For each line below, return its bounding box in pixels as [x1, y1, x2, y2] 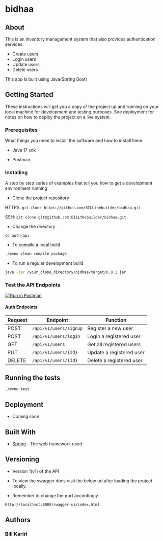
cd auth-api [5, 233, 29, 238]
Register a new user [87, 325, 134, 331]
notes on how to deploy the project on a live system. [5, 114, 111, 120]
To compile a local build [12, 242, 60, 248]
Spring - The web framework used [12, 440, 82, 447]
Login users [12, 56, 36, 62]
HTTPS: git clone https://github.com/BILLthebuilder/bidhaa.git [5, 205, 141, 211]
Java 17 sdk [12, 147, 36, 153]
